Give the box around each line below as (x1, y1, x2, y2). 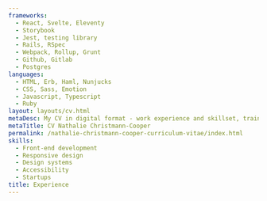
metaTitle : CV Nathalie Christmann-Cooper (8, 122, 151, 130)
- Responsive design (15, 151, 83, 159)
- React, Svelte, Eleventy (15, 19, 105, 27)
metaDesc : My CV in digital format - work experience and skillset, (8, 115, 240, 123)
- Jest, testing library (15, 33, 98, 42)
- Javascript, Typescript (15, 93, 102, 100)
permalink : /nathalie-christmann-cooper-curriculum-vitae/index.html (8, 129, 244, 137)
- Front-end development (15, 144, 98, 152)
